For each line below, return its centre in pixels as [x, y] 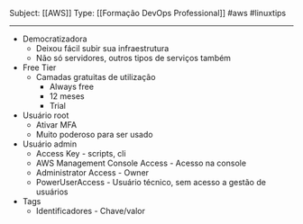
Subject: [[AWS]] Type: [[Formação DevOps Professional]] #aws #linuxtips [148, 13]
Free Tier [39, 67]
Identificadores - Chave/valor [91, 211]
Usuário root [46, 115]
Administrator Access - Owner [92, 173]
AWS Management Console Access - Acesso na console [141, 163]
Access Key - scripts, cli [81, 153]
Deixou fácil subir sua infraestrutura [102, 48]
